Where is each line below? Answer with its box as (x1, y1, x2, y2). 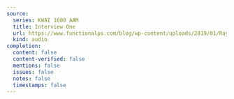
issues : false (13, 68, 54, 75)
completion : (6, 43, 41, 49)
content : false (13, 49, 57, 56)
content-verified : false (13, 56, 85, 63)
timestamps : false (13, 82, 67, 89)
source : (6, 10, 29, 17)
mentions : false (13, 62, 60, 69)
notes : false (13, 75, 51, 82)
